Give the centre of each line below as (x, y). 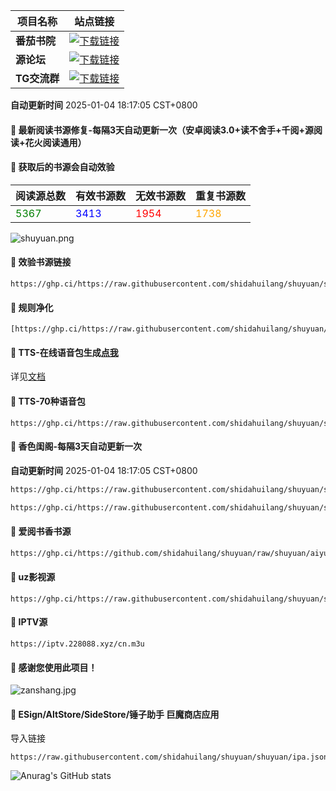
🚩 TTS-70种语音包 (48, 401)
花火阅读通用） (55, 142)
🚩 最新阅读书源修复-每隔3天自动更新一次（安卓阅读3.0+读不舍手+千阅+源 (162, 130)
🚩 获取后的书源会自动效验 (62, 167)
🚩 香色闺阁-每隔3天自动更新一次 (76, 446)
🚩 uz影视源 (33, 577)
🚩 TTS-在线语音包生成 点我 (64, 352)
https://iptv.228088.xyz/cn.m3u (77, 644)
